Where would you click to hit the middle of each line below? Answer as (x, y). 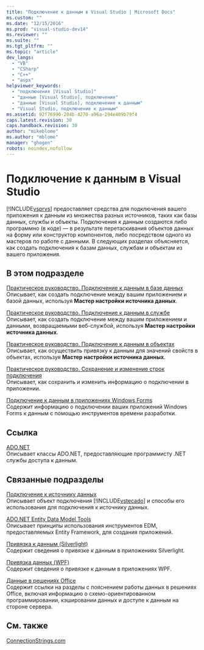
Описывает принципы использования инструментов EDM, (82, 526)
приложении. (23, 388)
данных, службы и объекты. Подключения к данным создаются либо (97, 221)
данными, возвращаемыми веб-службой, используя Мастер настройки (101, 326)
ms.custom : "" (24, 18)
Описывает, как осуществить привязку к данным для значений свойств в (102, 351)
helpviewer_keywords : (34, 86)
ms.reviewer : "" (27, 35)
